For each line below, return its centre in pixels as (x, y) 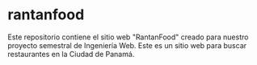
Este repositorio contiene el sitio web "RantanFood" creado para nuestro (128, 37)
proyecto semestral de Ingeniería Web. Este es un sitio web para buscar (127, 45)
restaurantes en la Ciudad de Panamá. (71, 54)
